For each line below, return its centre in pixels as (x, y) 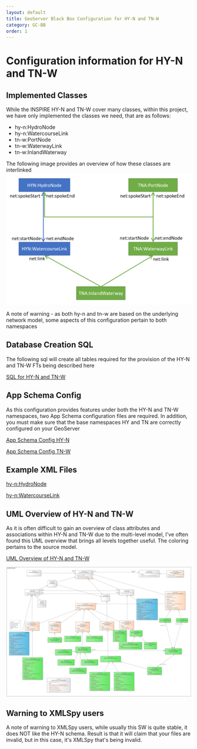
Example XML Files (42, 470)
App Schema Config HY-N (38, 440)
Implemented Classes (47, 95)
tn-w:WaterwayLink (38, 146)
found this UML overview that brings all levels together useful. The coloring (97, 541)
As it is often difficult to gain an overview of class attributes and (83, 528)
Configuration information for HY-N (95, 61)
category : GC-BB (26, 25)
